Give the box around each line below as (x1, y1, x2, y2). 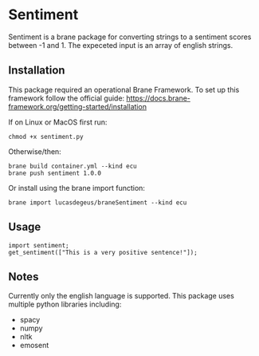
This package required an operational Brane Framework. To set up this (8, 85, 240, 94)
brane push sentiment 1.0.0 (8, 169, 102, 177)
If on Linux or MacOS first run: (8, 117, 108, 127)
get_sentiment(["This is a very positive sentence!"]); (8, 248, 198, 256)
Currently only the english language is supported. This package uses (8, 291, 235, 301)
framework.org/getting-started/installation (8, 101, 147, 111)
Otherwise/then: (8, 146, 61, 156)
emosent (19, 341, 49, 350)
